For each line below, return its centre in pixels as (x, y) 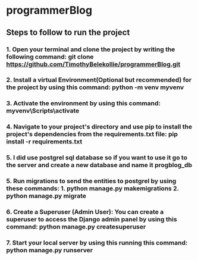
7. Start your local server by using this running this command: (97, 243)
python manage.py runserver (50, 250)
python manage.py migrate (46, 196)
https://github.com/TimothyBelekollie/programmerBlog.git (93, 64)
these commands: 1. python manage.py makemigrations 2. (93, 189)
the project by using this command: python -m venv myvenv (95, 87)
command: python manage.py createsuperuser (76, 227)
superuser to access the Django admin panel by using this (92, 220)
